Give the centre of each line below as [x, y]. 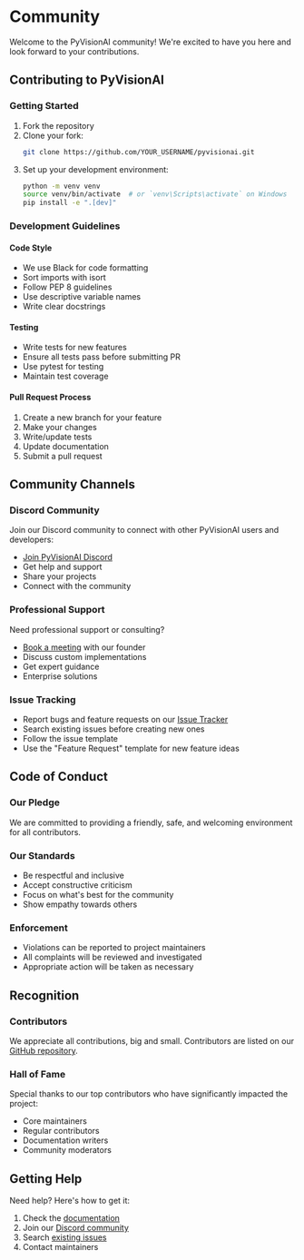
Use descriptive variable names [82, 297]
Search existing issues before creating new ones [113, 729]
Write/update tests [57, 437]
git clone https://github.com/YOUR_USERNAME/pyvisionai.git [138, 152]
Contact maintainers [60, 1247]
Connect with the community [77, 586]
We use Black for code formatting [85, 268]
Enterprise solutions [60, 676]
